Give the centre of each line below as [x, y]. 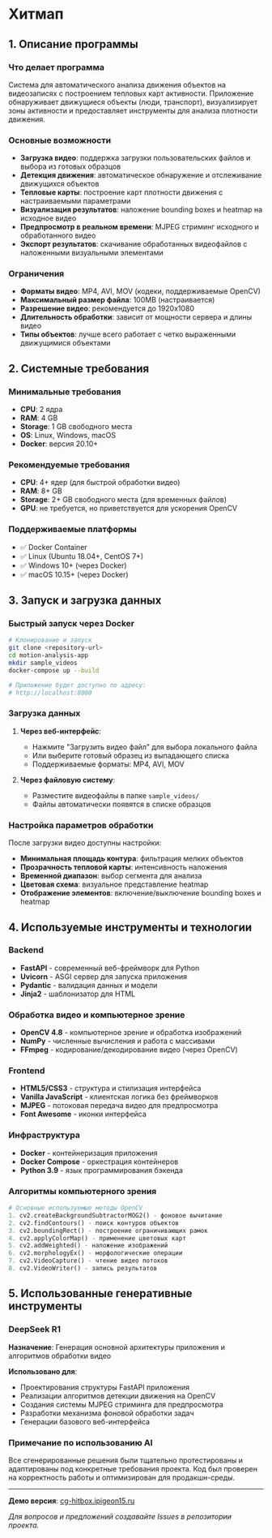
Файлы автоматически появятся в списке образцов [122, 804]
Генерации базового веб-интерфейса [85, 1421]
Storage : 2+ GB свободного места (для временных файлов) [123, 500]
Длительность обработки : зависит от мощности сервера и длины [136, 317]
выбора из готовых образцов [70, 166]
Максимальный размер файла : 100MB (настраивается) [117, 300]
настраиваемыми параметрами [75, 201]
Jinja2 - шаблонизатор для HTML [78, 994]
